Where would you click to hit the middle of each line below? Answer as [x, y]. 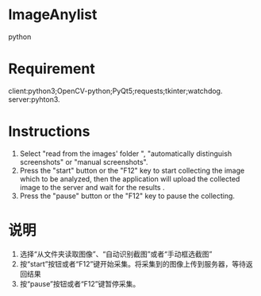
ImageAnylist [53, 15]
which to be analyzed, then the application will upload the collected [130, 179]
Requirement [52, 69]
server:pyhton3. [35, 99]
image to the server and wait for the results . [92, 187]
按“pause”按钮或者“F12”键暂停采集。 [80, 283]
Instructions [49, 132]
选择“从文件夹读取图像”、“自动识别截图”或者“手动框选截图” [116, 254]
